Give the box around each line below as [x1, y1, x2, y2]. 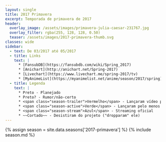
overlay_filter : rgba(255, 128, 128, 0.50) [9, 30, 100, 35]
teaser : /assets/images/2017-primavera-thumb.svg [9, 35, 114, 40]
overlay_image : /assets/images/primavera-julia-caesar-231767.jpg [9, 26, 149, 31]
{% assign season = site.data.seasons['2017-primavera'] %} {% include [5, 127, 152, 133]
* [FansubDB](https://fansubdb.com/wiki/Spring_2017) [18, 62, 132, 67]
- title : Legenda [9, 81, 45, 86]
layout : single [5, 7, 37, 12]
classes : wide [5, 40, 35, 45]
